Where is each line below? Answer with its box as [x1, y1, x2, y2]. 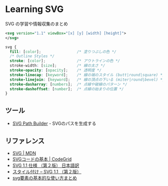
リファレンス [5, 136, 45, 145]
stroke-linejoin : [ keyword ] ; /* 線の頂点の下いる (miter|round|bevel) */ [9, 77, 165, 82]
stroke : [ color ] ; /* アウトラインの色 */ [9, 59, 120, 64]
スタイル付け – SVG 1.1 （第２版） [12, 168, 81, 174]
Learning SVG [5, 4, 64, 15]
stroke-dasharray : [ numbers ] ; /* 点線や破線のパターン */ [9, 82, 127, 87]
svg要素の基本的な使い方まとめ [12, 174, 77, 181]
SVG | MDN [12, 150, 36, 156]
